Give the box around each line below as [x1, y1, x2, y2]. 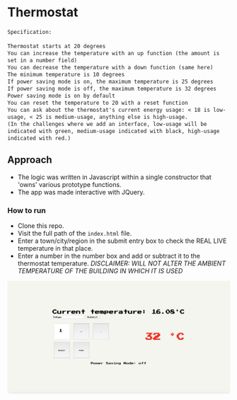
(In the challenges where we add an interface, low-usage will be [7, 120, 207, 127]
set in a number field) [7, 57, 78, 64]
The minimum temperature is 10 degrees [7, 71, 125, 78]
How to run [7, 205, 46, 215]
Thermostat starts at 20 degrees [7, 42, 106, 50]
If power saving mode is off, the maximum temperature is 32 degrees [7, 85, 217, 92]
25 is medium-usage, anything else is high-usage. [35, 113, 189, 120]
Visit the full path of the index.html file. [17, 229, 132, 238]
